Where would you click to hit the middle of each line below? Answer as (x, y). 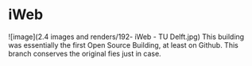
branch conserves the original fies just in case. (85, 53)
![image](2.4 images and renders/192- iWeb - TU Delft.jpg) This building (126, 37)
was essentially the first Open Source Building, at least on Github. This (123, 45)
